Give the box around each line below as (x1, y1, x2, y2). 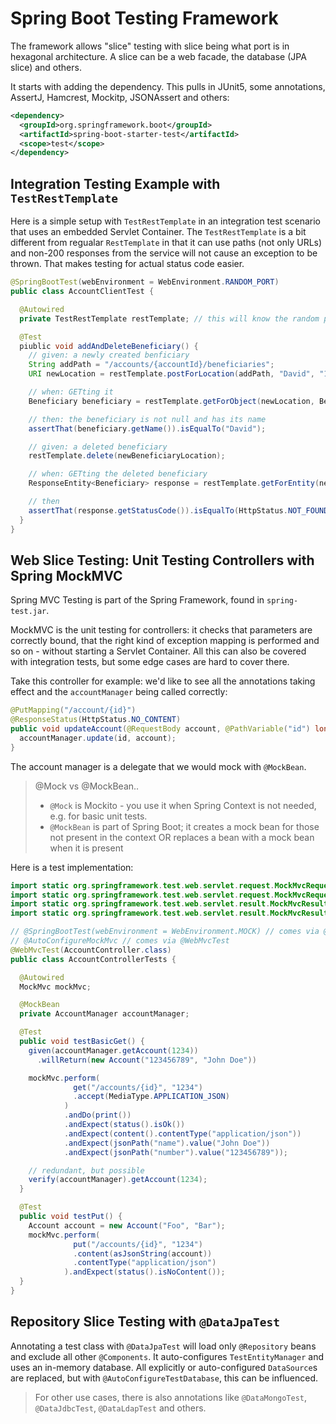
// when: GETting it (28, 387, 114, 397)
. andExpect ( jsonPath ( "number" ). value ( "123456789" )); (63, 1147, 288, 1157)
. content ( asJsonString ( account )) (73, 1248, 213, 1259)
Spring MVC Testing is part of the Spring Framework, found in (10, 594, 265, 606)
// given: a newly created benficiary (28, 350, 190, 361)
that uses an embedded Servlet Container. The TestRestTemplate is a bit (10, 226, 307, 238)
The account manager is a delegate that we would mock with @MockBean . (10, 760, 307, 772)
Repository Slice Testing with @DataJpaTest (10, 1313, 281, 1331)
